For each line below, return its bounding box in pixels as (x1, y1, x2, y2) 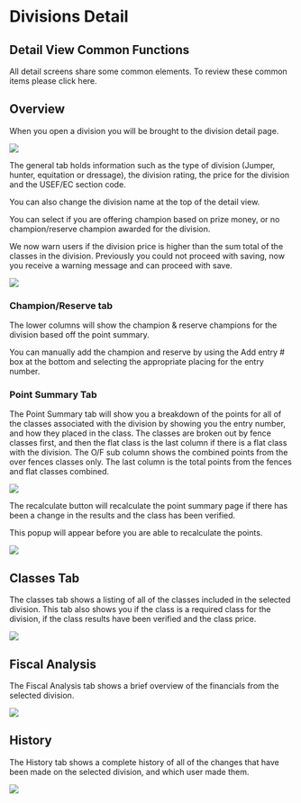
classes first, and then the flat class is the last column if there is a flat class (9, 438, 287, 448)
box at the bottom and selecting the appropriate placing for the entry (9, 356, 264, 367)
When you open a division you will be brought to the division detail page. (9, 125, 279, 136)
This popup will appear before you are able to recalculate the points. (9, 528, 263, 538)
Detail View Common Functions (9, 42, 190, 58)
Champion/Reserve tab (9, 299, 114, 311)
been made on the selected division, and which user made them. (9, 766, 250, 777)
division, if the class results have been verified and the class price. (9, 614, 257, 625)
